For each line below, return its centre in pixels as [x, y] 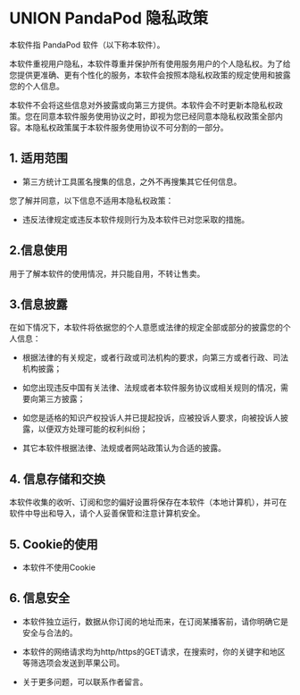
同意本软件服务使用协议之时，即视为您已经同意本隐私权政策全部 [157, 116]
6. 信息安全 [40, 598]
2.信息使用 [39, 251]
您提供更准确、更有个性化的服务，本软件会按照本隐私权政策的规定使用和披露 [150, 75]
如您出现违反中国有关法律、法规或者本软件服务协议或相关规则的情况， [151, 388]
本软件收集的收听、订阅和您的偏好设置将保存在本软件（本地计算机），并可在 [148, 502]
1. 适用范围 [39, 159]
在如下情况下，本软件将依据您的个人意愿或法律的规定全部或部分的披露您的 [146, 328]
